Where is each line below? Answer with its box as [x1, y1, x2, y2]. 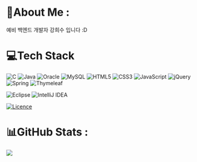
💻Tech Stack [6, 49, 75, 63]
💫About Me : [6, 5, 70, 19]
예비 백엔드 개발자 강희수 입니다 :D [6, 26, 88, 33]
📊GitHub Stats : [6, 125, 89, 139]
